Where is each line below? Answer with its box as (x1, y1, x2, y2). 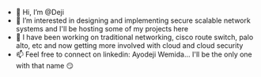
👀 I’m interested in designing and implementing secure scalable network (15, 16, 251, 25)
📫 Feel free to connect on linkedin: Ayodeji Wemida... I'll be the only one (15, 49, 253, 59)
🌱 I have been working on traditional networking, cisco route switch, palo (15, 32, 254, 42)
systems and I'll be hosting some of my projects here (15, 24, 188, 33)
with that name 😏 (15, 61, 74, 70)
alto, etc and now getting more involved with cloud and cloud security (15, 41, 244, 50)
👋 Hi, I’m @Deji (15, 8, 65, 16)
